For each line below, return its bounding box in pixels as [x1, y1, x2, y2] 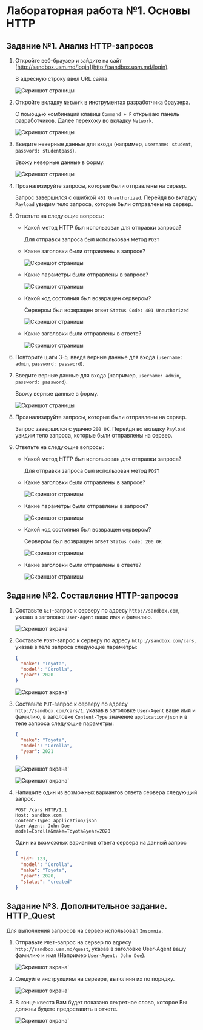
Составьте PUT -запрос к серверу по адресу [15, 700, 128, 708]
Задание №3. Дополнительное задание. [6, 901, 168, 912]
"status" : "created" [21, 879, 73, 885]
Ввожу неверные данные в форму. [15, 159, 105, 166]
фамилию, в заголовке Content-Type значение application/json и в [15, 713, 188, 721]
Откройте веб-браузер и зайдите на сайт [15, 57, 122, 64]
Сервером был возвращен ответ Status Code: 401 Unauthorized [24, 306, 189, 314]
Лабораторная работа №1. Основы [6, 4, 191, 18]
